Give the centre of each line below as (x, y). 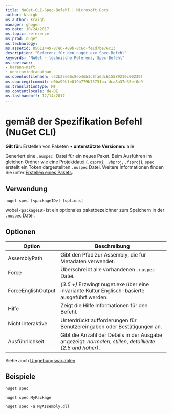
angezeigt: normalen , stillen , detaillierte (108, 341)
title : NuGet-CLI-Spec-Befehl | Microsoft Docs (57, 10)
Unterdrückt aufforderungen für (99, 320)
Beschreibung (112, 246)
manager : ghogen (23, 24)
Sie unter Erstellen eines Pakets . (39, 173)
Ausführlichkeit (26, 341)
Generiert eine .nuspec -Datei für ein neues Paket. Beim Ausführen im (79, 156)
